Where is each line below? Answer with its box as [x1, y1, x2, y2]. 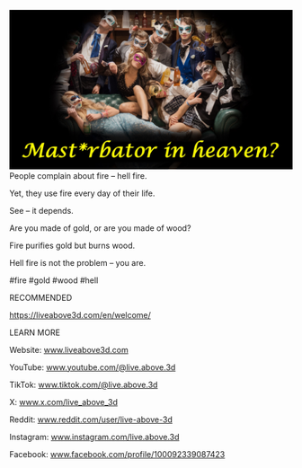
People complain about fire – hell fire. [9, 170, 147, 181]
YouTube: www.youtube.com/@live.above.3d [9, 361, 176, 373]
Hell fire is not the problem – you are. [9, 257, 147, 268]
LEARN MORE [9, 327, 61, 338]
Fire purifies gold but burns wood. [9, 240, 136, 251]
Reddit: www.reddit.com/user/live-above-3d [9, 414, 173, 425]
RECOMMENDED [9, 292, 73, 303]
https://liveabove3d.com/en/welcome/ [9, 309, 151, 320]
